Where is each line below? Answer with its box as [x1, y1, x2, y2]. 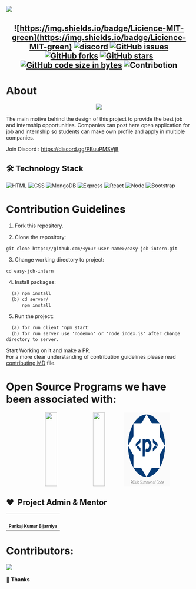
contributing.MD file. [6, 359, 56, 367]
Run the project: [14, 313, 54, 320]
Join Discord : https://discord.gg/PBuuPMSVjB [6, 145, 119, 153]
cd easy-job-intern [6, 268, 54, 274]
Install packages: [14, 279, 56, 286]
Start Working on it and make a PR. [6, 347, 91, 354]
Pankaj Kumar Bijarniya [8, 523, 58, 529]
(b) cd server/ [11, 297, 49, 303]
